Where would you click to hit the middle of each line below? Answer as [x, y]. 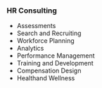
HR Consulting [32, 11]
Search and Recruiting [49, 33]
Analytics [30, 49]
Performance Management [56, 56]
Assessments [36, 26]
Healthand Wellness [46, 78]
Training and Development [55, 63]
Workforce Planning [45, 41]
